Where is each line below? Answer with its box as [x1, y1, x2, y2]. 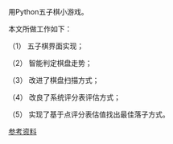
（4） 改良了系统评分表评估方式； [8, 93, 121, 102]
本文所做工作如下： [8, 24, 72, 34]
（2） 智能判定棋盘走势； [8, 59, 93, 68]
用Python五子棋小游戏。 [8, 7, 89, 16]
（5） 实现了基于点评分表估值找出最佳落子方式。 [8, 109, 171, 119]
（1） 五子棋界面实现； [8, 41, 84, 51]
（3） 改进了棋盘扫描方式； [8, 76, 100, 84]
